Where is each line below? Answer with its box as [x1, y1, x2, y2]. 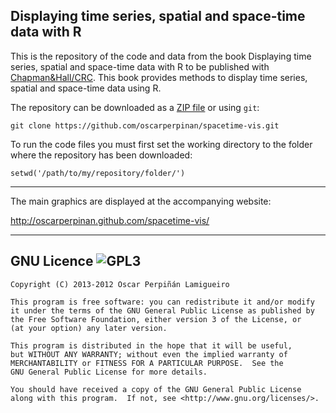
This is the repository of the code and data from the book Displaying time [10, 50, 312, 62]
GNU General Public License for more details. [10, 367, 208, 377]
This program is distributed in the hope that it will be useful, [10, 340, 293, 351]
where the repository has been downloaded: [10, 149, 193, 161]
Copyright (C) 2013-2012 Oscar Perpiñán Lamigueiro [10, 279, 230, 289]
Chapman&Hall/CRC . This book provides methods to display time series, [10, 71, 308, 83]
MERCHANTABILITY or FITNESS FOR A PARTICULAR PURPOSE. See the [10, 358, 284, 368]
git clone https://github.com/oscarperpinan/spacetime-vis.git [10, 120, 280, 131]
